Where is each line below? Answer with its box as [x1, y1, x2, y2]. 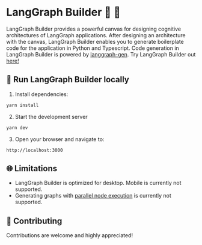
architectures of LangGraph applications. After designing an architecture [6, 31, 186, 38]
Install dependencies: [14, 90, 69, 98]
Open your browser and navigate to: [14, 135, 105, 143]
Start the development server [14, 113, 88, 120]
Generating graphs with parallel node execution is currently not [14, 192, 171, 199]
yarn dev [6, 124, 28, 131]
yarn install [6, 102, 39, 108]
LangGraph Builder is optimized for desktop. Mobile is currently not [14, 180, 182, 187]
